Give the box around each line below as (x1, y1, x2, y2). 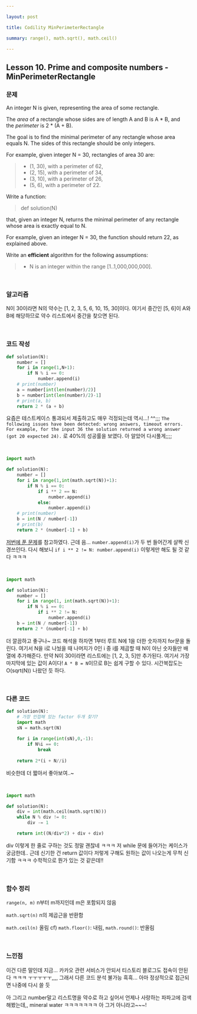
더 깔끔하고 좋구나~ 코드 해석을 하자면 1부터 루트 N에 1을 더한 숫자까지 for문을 (6, 637, 185, 644)
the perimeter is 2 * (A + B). (6, 122, 73, 129)
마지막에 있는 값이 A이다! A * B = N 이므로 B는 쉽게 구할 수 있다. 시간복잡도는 (6, 659, 183, 667)
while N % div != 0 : (17, 815, 67, 820)
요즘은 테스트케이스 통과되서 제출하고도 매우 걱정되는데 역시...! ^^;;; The (6, 415, 170, 422)
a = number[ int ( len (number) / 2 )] (17, 387, 96, 392)
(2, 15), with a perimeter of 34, (29, 169, 103, 176)
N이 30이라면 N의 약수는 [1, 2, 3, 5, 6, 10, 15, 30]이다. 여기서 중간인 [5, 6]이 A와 (6, 305, 191, 312)
